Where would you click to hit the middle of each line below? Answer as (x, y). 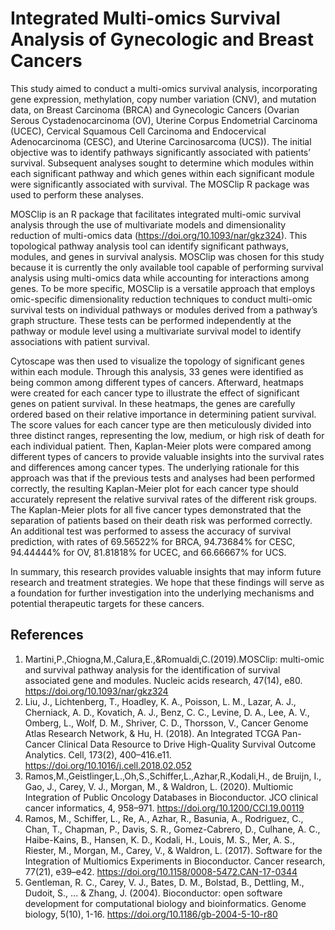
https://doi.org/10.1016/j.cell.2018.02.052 (108, 765)
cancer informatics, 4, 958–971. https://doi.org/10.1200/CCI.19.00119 (164, 808)
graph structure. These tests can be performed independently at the (151, 320)
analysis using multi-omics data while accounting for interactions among (160, 278)
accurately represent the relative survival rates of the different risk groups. (164, 499)
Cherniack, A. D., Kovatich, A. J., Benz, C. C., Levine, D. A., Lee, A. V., (167, 712)
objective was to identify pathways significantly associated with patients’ (160, 152)
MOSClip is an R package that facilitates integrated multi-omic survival (156, 214)
